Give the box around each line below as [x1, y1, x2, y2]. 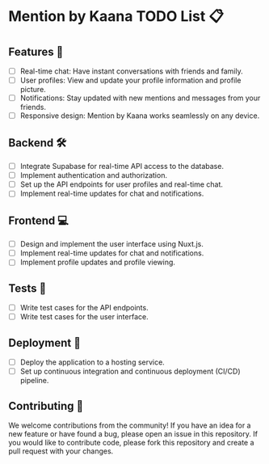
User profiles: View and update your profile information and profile [19, 75, 242, 86]
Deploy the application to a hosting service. [19, 357, 166, 367]
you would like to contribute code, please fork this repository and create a [8, 438, 254, 447]
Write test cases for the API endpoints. [19, 303, 149, 313]
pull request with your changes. [8, 446, 114, 456]
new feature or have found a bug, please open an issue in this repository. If [8, 429, 258, 438]
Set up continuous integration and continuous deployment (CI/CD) [19, 366, 241, 377]
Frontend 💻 [8, 213, 69, 227]
